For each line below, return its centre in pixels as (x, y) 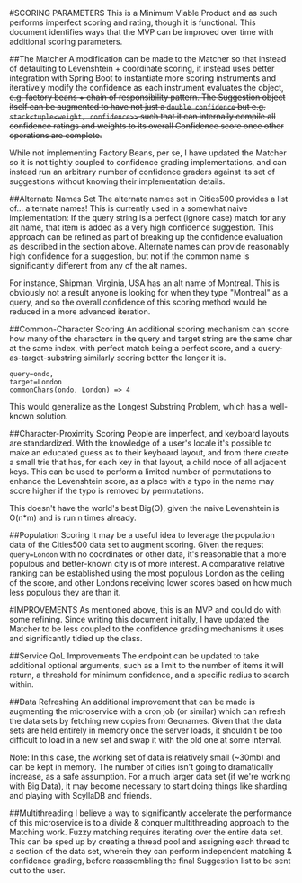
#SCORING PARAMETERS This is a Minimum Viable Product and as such (143, 13)
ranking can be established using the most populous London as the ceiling (147, 573)
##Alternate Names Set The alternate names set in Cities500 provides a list (149, 199)
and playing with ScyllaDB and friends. (81, 795)
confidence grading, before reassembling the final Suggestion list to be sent (150, 861)
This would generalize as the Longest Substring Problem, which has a (138, 406)
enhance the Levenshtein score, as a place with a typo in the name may (142, 481)
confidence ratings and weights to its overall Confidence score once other (147, 126)
